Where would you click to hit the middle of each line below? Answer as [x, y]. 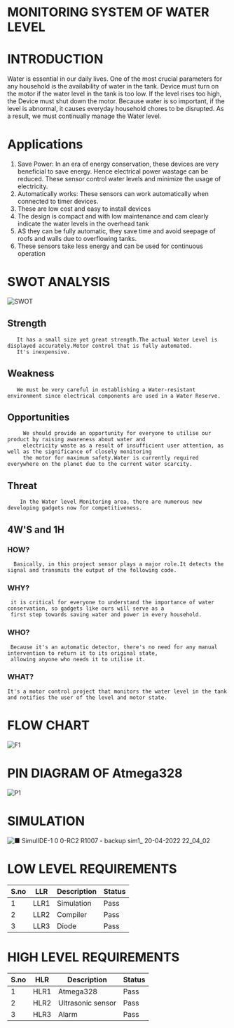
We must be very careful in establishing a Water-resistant [106, 390]
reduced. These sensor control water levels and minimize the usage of [119, 179]
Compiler [72, 914]
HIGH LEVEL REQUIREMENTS [94, 957]
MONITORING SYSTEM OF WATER [109, 12]
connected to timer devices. [58, 202]
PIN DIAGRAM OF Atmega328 [95, 773]
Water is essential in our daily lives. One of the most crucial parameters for [115, 79]
